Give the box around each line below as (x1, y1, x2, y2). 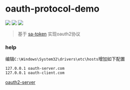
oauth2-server (5, 79, 36, 85)
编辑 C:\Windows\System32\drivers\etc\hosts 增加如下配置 (5, 56, 125, 62)
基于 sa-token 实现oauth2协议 (17, 31, 81, 37)
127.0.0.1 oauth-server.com (5, 66, 65, 71)
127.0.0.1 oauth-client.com (5, 70, 65, 76)
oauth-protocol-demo (5, 3, 100, 15)
